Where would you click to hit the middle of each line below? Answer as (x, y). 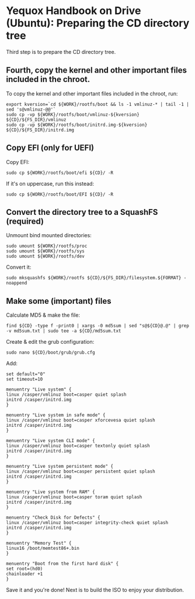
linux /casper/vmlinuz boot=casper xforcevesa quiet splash (81, 420)
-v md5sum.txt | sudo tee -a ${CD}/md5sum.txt (64, 331)
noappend (17, 283)
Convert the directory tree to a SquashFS (82, 212)
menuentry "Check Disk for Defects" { (53, 518)
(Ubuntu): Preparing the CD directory (98, 23)
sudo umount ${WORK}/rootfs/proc (47, 246)
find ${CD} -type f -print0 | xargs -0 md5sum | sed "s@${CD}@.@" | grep (98, 326)
